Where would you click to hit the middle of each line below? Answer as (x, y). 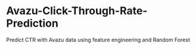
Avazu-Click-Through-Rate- (77, 11)
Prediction (32, 23)
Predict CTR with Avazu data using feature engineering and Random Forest (98, 40)
